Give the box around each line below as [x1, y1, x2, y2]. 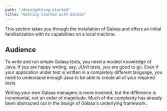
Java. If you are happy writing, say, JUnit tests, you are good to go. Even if [5, 64, 158, 70]
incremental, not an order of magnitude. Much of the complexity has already [5, 95, 162, 101]
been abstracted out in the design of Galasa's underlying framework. [5, 100, 147, 106]
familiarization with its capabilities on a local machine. [5, 31, 116, 37]
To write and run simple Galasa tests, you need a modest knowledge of [5, 58, 151, 65]
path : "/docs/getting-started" [5, 7, 70, 12]
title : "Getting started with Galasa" [5, 12, 86, 17]
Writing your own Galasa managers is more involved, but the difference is [5, 89, 156, 95]
